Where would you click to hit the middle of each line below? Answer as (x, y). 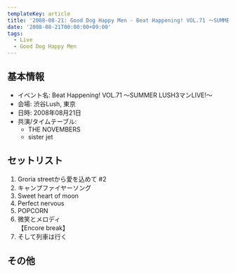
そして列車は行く (42, 236)
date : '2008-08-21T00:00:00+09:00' (59, 27)
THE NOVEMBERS (54, 129)
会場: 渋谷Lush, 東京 (46, 103)
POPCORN (33, 210)
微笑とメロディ (39, 219)
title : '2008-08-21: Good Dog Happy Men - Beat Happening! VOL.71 (106, 20)
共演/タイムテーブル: (47, 121)
